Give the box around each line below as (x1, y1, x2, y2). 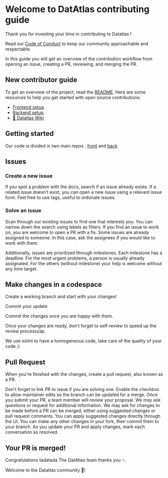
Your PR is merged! (5, 444, 66, 452)
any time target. (5, 266, 38, 272)
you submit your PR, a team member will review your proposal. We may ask (5, 397, 161, 403)
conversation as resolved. (5, 429, 59, 435)
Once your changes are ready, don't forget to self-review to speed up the (5, 323, 157, 329)
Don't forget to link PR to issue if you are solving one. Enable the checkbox (5, 386, 159, 392)
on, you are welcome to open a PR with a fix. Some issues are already (5, 229, 149, 235)
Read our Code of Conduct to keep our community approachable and (5, 40, 149, 46)
